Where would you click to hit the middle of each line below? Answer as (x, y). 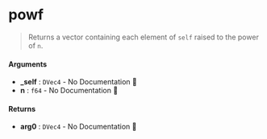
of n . (35, 45)
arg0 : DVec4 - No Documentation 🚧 (78, 127)
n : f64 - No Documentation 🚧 (69, 91)
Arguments (28, 64)
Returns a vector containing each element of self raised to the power (144, 37)
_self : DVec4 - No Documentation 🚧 (78, 82)
